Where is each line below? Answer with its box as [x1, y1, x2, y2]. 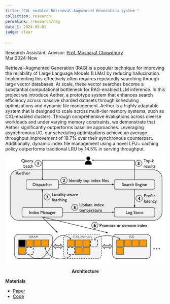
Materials [5, 278, 26, 284]
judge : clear [5, 29, 33, 35]
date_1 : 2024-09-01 [5, 24, 47, 29]
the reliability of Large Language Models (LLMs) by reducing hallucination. [5, 70, 161, 76]
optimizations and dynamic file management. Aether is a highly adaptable [5, 103, 159, 109]
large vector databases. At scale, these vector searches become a [5, 81, 144, 87]
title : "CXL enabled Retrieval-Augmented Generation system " [5, 8, 140, 13]
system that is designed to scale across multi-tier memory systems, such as [5, 108, 164, 114]
